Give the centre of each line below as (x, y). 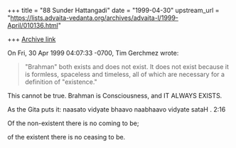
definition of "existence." (61, 82)
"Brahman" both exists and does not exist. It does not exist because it (127, 67)
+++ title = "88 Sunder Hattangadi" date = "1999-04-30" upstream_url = (113, 10)
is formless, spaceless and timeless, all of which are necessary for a (125, 74)
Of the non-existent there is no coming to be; (73, 123)
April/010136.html (33, 25)
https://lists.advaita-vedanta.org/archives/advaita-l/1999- (95, 18)
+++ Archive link (32, 39)
